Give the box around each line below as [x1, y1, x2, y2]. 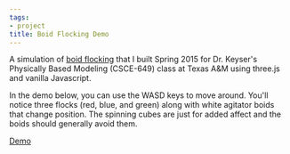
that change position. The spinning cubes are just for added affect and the [9, 109, 282, 120]
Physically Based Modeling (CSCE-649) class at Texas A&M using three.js [9, 63, 280, 74]
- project [9, 21, 46, 30]
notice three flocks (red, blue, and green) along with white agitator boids [9, 100, 275, 110]
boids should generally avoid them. [9, 118, 138, 129]
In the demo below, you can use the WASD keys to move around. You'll [9, 90, 269, 101]
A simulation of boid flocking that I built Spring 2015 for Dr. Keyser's [9, 54, 258, 65]
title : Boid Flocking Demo [9, 29, 109, 38]
